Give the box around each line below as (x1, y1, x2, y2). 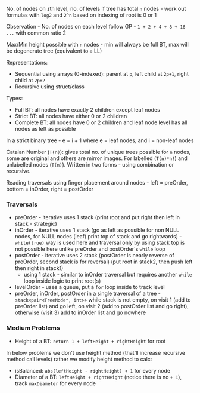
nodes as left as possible (14, 125, 76, 132)
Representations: (6, 59, 48, 66)
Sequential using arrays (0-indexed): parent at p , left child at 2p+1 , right (14, 70, 189, 77)
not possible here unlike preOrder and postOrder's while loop (14, 245, 165, 253)
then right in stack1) (14, 265, 64, 272)
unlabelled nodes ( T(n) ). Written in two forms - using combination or (6, 161, 174, 168)
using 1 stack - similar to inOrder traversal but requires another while (23, 271, 192, 278)
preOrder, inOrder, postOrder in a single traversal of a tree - (14, 290, 161, 297)
